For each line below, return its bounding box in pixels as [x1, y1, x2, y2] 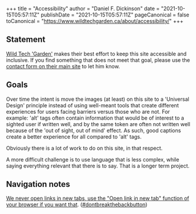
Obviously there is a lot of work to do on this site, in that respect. [6, 144, 163, 152]
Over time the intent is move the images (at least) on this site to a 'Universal [6, 96, 190, 103]
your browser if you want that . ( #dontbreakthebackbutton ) [6, 201, 148, 208]
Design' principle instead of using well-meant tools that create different [6, 101, 179, 108]
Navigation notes [6, 179, 71, 189]
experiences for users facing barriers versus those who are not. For [6, 108, 170, 115]
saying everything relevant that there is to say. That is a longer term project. [6, 162, 190, 169]
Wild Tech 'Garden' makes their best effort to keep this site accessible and [6, 50, 187, 57]
